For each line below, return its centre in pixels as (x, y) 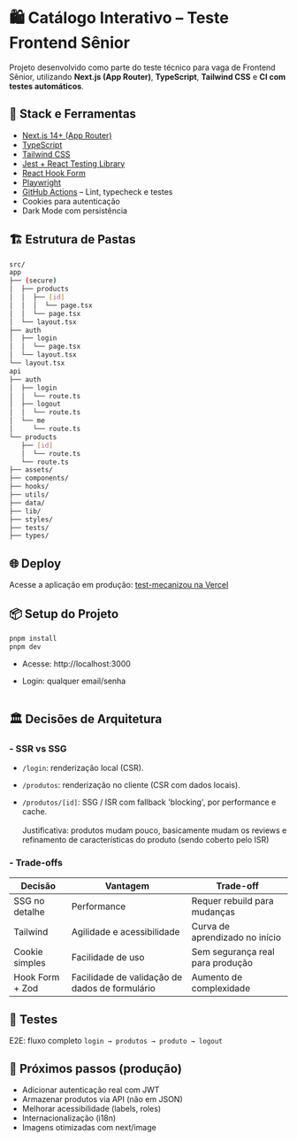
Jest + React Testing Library (73, 163)
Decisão (38, 885)
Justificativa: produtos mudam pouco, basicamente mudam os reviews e (154, 830)
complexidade (221, 988)
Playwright (42, 182)
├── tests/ (29, 528)
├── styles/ (31, 520)
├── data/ (27, 503)
